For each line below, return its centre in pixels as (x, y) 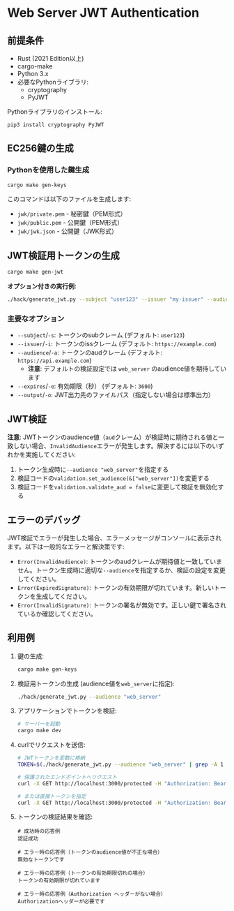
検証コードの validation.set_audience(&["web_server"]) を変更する (114, 478)
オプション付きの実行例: (42, 286)
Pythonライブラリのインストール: (55, 112)
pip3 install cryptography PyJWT (56, 125)
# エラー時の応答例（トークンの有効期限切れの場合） (83, 873)
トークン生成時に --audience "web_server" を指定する (93, 470)
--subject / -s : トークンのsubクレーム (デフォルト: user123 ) (101, 335)
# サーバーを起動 (39, 724)
